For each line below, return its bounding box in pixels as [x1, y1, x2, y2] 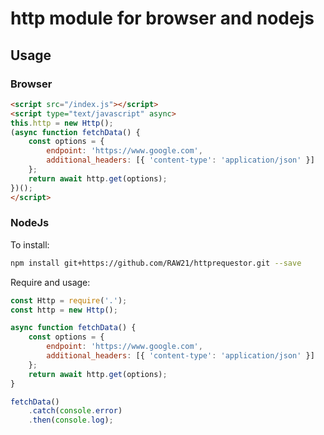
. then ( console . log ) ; [28, 415, 114, 426]
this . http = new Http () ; [10, 118, 114, 128]
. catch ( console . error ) [28, 406, 123, 416]
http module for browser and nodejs [10, 7, 315, 30]
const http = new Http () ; [10, 305, 118, 315]
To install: [10, 238, 50, 251]
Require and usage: [10, 276, 91, 288]
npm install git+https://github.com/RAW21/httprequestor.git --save [10, 258, 302, 268]
